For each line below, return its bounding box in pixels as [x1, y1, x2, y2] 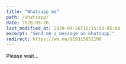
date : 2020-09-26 [6, 20, 49, 25]
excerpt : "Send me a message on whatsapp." [6, 31, 115, 37]
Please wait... [6, 53, 39, 59]
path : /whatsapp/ [6, 14, 49, 20]
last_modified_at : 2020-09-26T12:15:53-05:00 [6, 25, 120, 31]
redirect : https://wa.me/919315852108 [6, 36, 102, 42]
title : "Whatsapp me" [6, 8, 60, 15]
